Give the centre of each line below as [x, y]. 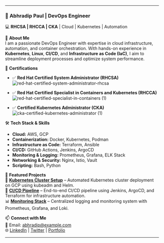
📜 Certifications [21, 68]
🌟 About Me [17, 38]
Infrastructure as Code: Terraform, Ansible [56, 145]
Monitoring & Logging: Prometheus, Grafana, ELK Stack [69, 155]
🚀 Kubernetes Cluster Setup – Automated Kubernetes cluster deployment [79, 180]
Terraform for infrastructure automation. [45, 196]
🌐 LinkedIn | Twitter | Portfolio [35, 230]
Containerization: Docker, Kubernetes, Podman [60, 139]
